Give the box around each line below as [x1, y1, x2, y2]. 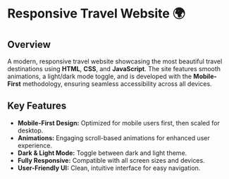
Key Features [7, 100, 67, 112]
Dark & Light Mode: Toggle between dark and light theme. [17, 149, 187, 157]
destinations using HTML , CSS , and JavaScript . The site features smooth [7, 65, 221, 73]
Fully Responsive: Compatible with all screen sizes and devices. [17, 156, 206, 164]
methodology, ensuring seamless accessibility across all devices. [22, 80, 213, 88]
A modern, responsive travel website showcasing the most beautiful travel [7, 57, 223, 66]
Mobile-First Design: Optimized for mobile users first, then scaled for [17, 118, 220, 127]
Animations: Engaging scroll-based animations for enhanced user [17, 133, 210, 142]
